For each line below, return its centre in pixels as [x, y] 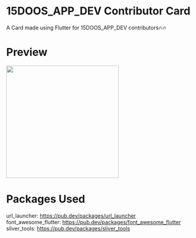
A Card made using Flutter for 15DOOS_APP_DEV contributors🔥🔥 [86, 28]
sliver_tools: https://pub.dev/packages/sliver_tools [68, 228]
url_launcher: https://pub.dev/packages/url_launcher [71, 216]
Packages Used [46, 199]
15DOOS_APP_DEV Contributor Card [98, 11]
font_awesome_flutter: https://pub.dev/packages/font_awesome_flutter [94, 222]
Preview [27, 52]
